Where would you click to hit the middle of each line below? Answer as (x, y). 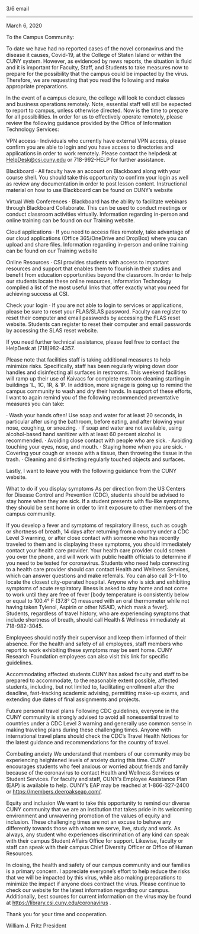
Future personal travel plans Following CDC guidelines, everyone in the (93, 711)
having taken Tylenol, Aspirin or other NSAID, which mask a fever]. (87, 607)
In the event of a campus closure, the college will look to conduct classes (96, 98)
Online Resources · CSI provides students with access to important (88, 262)
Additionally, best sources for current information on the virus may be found (99, 896)
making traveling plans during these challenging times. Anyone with (89, 730)
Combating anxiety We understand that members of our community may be (98, 754)
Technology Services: (33, 129)
